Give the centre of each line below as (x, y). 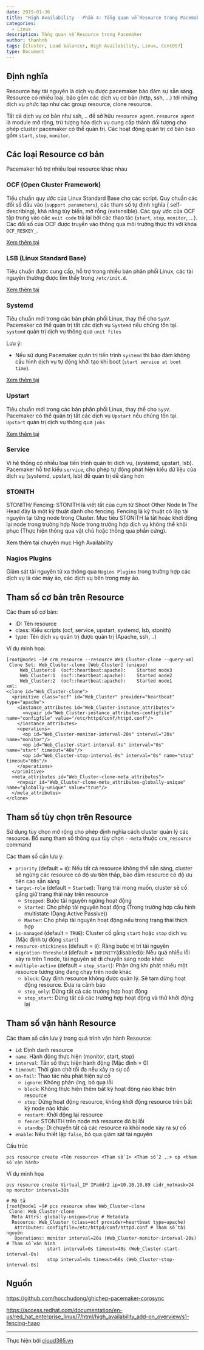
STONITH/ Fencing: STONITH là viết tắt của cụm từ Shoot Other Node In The (102, 505)
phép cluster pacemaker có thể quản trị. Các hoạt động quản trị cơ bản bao (101, 129)
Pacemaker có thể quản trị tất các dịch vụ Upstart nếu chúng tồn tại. (92, 416)
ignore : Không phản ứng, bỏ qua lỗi (69, 1082)
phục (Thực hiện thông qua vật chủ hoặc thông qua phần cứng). (87, 531)
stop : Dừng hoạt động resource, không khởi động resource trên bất (108, 1101)
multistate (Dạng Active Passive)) (66, 914)
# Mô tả (16, 1201)
